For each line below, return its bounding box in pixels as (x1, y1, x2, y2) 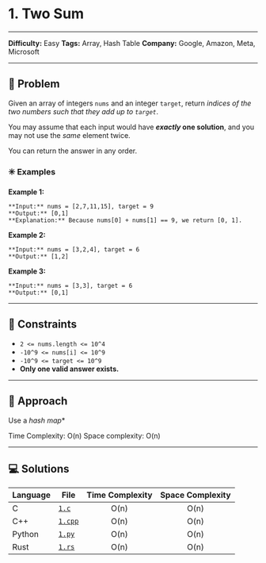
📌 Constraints (8, 318, 78, 331)
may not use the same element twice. (8, 130, 131, 140)
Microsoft (8, 47, 40, 56)
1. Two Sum (8, 5, 85, 23)
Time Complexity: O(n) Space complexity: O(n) (8, 431, 161, 440)
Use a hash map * (8, 416, 66, 425)
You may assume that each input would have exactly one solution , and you (8, 122, 255, 132)
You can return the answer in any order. (8, 146, 137, 155)
